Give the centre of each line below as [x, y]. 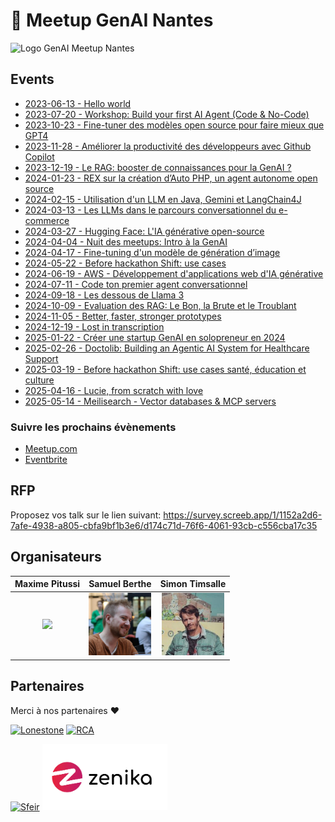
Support [41, 358]
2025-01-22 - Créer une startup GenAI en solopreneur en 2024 [155, 337]
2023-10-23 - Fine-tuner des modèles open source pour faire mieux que [174, 125]
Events [32, 79]
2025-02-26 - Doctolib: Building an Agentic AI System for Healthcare [167, 348]
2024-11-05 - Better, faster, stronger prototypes [123, 316]
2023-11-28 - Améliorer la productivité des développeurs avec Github [168, 146]
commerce [47, 220]
